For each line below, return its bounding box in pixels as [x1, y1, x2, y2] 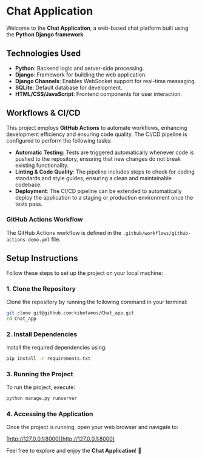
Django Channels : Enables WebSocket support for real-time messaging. [15, 77, 197, 84]
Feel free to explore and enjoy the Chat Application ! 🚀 [6, 447, 142, 455]
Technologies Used [6, 49, 81, 59]
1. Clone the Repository [6, 284, 76, 293]
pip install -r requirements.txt [6, 356, 91, 362]
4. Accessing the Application [6, 410, 93, 418]
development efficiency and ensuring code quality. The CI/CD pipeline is [6, 130, 187, 138]
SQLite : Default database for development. [15, 84, 123, 91]
